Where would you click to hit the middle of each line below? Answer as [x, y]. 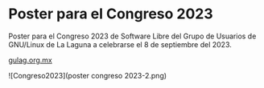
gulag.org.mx [30, 60]
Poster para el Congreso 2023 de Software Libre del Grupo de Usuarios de [132, 36]
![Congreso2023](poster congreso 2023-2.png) [88, 75]
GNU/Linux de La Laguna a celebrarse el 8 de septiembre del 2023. [120, 44]
